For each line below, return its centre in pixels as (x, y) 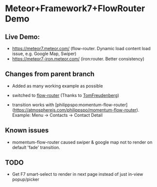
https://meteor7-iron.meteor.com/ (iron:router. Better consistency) (78, 59)
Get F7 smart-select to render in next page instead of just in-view (78, 174)
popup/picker (26, 179)
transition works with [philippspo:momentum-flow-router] (70, 105)
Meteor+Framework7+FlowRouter (75, 9)
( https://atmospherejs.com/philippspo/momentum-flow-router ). (76, 110)
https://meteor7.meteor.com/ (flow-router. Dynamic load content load (81, 48)
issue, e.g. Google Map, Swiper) (44, 54)
